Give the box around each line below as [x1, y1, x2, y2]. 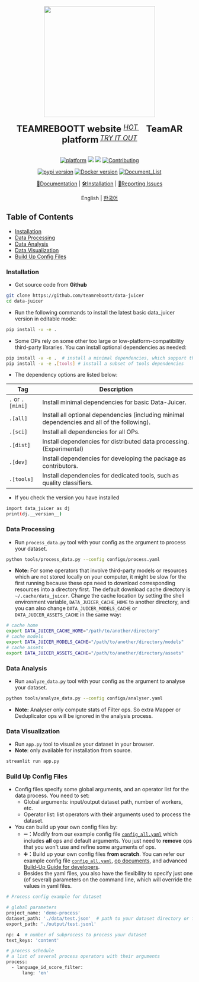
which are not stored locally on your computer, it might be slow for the [14, 573, 187, 580]
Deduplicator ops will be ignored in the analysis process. [14, 712, 153, 719]
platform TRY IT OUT [62, 134, 137, 145]
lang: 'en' [21, 970, 49, 976]
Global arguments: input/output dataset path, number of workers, [23, 798, 183, 806]
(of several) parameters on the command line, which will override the [23, 876, 192, 883]
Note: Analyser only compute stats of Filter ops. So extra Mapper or [14, 706, 181, 713]
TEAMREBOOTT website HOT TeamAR [16, 123, 183, 134]
